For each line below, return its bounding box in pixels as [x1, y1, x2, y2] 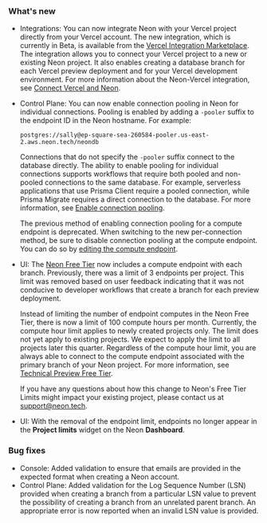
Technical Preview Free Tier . [19, 369, 113, 378]
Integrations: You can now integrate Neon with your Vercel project [19, 24, 237, 34]
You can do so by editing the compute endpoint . [19, 244, 178, 254]
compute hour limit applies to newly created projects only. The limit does [19, 326, 259, 336]
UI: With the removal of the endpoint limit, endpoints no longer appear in [19, 417, 257, 426]
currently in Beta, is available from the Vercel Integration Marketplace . [19, 41, 249, 50]
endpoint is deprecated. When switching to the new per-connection [19, 227, 242, 237]
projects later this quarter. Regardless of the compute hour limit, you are [19, 343, 257, 353]
